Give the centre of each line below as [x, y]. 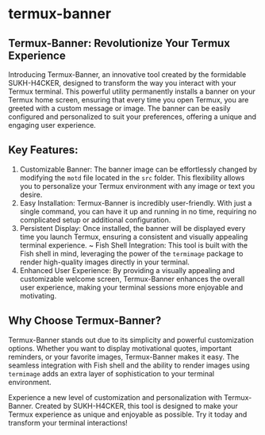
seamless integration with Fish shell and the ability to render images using [129, 365]
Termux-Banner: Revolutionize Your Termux [119, 43]
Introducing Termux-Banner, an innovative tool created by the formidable [127, 75]
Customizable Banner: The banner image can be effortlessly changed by [138, 169]
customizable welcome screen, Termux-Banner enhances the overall [132, 279]
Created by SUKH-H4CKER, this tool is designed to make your [136, 406]
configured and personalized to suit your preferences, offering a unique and [132, 117]
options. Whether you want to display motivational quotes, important [120, 348]
